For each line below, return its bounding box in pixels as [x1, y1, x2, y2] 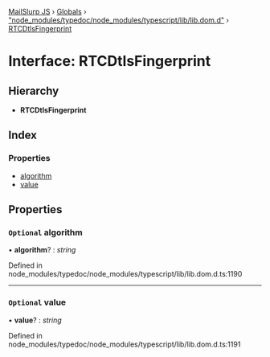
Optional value [8, 297, 67, 308]
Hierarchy [8, 84, 59, 97]
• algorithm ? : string [8, 245, 76, 255]
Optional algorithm [8, 227, 83, 238]
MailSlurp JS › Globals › [8, 7, 87, 16]
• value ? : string [8, 315, 62, 325]
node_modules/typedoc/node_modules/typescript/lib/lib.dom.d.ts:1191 [8, 339, 241, 349]
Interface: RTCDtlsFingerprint [8, 52, 211, 71]
